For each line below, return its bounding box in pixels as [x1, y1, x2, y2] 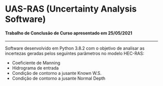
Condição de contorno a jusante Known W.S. [12, 70, 102, 76]
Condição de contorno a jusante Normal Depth [12, 75, 106, 81]
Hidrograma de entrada [12, 65, 59, 71]
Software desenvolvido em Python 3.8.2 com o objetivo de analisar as [5, 45, 145, 52]
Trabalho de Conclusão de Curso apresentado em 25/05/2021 [5, 30, 132, 36]
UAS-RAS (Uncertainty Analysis [5, 3, 137, 15]
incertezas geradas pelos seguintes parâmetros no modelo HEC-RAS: [5, 51, 145, 56]
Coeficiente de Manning [12, 60, 61, 66]
